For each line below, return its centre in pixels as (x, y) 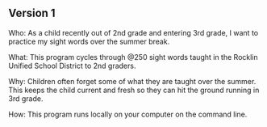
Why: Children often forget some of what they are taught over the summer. (132, 81)
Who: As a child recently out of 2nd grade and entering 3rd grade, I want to (133, 32)
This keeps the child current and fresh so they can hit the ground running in (134, 90)
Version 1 (32, 13)
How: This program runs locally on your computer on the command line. (128, 114)
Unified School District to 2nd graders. (72, 66)
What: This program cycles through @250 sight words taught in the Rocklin (133, 57)
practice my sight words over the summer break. (89, 41)
